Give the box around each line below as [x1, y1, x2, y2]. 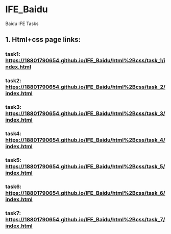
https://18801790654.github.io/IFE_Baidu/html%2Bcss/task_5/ [5, 162, 165, 170]
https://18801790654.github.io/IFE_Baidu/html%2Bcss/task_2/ [5, 83, 166, 90]
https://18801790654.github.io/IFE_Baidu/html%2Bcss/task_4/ [5, 136, 166, 144]
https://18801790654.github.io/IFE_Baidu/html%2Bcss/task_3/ [5, 110, 165, 117]
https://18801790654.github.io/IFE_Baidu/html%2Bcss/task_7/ [5, 216, 165, 223]
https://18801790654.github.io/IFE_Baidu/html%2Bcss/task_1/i [5, 57, 165, 64]
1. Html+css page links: [5, 35, 81, 44]
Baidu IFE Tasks [5, 20, 39, 27]
